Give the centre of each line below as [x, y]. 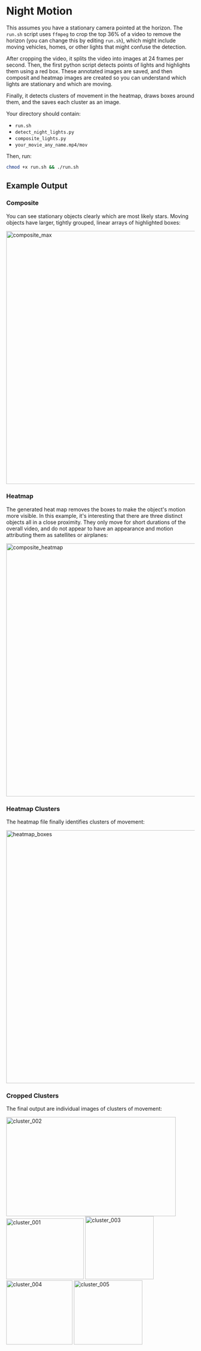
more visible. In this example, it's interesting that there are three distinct [95, 515]
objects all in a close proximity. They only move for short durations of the [96, 522]
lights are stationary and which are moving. [59, 84]
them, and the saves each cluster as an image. [63, 102]
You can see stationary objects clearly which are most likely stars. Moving [98, 216]
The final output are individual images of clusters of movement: [84, 1109]
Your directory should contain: [43, 114]
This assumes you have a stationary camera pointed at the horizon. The [95, 28]
